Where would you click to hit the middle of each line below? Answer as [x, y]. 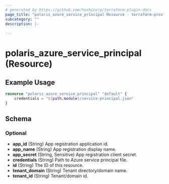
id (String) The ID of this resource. [48, 165]
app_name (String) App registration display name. [64, 149]
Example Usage [30, 82]
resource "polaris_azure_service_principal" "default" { [66, 94]
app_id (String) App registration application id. [61, 144]
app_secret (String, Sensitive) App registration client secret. [75, 155]
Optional [16, 133]
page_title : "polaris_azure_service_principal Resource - [67, 15]
